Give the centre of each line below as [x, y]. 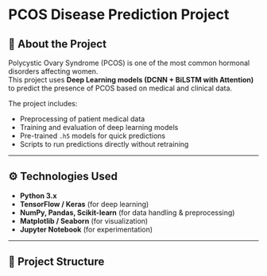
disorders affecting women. [53, 71]
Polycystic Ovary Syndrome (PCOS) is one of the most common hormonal [129, 63]
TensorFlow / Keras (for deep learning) [84, 204]
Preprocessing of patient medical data [82, 119]
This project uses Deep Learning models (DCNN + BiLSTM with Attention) [131, 80]
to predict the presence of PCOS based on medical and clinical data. [120, 88]
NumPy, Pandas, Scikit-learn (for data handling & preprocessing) [127, 213]
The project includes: [43, 103]
